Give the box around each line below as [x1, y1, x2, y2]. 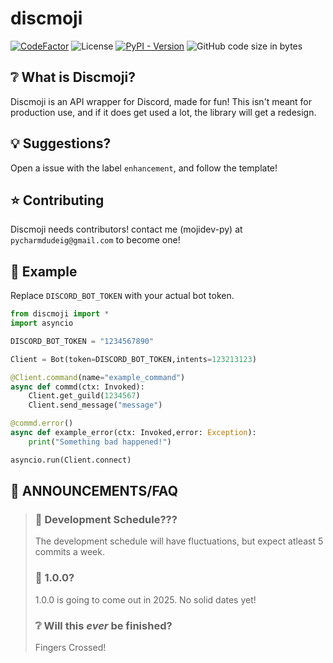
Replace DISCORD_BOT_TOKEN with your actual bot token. [10, 290, 235, 302]
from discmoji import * [10, 309, 110, 319]
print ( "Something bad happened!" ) [28, 437, 172, 447]
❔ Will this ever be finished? [34, 618, 173, 632]
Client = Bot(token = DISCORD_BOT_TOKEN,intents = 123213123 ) [10, 354, 257, 364]
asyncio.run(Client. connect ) [10, 455, 132, 465]
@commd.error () [10, 418, 74, 429]
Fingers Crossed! [34, 641, 107, 653]
